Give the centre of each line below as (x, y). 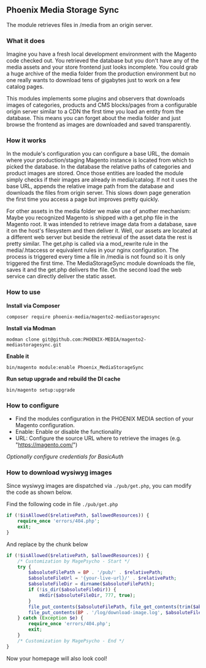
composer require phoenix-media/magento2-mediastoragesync (83, 317)
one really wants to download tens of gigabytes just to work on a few (93, 80)
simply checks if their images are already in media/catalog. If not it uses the (102, 180)
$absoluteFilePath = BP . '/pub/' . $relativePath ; (96, 572)
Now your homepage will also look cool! (57, 658)
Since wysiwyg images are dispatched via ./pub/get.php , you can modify (99, 486)
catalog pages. (25, 87)
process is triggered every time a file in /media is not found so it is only (96, 257)
